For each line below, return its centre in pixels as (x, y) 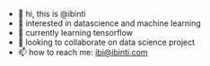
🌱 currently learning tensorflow (75, 33)
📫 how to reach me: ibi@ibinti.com (83, 52)
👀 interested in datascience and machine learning (109, 23)
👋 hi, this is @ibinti (52, 14)
